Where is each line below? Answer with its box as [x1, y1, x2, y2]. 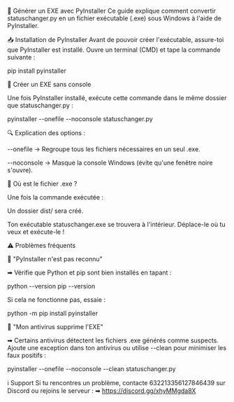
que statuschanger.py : [7, 102, 73, 109]
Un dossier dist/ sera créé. [7, 207, 84, 215]
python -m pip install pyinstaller [7, 309, 98, 317]
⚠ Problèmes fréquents [7, 242, 76, 249]
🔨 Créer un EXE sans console [7, 81, 92, 88]
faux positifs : [7, 351, 47, 359]
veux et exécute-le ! [7, 228, 65, 236]
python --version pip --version [7, 282, 96, 290]
